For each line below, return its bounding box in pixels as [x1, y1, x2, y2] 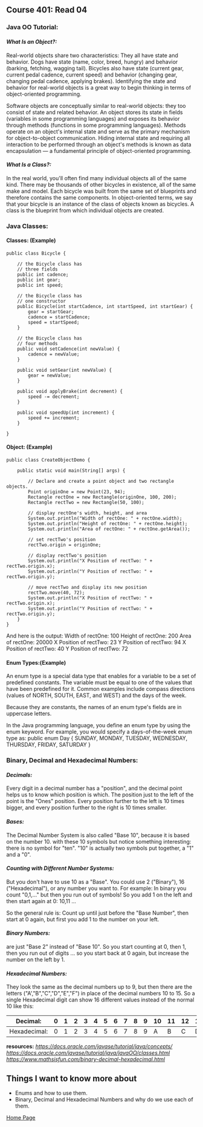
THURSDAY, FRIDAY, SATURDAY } [6, 741, 91, 749]
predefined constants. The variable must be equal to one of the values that [6, 679, 192, 686]
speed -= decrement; [28, 394, 80, 400]
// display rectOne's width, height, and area [28, 510, 147, 516]
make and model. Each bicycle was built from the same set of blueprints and [6, 187, 196, 195]
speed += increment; [28, 415, 80, 421]
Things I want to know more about [6, 1073, 137, 1083]
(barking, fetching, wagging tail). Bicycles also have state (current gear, [6, 64, 184, 72]
